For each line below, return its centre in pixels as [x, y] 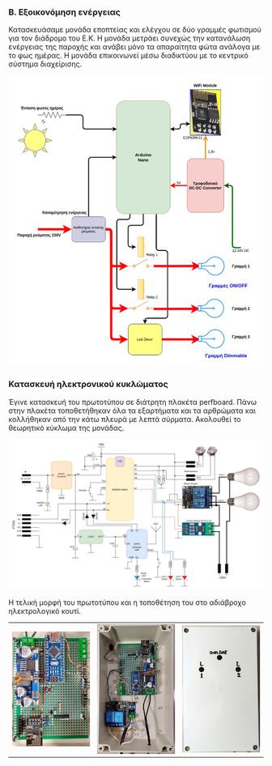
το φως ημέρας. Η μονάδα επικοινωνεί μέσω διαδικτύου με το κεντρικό [128, 56]
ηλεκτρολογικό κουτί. [45, 611]
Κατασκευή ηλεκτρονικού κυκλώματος [88, 385]
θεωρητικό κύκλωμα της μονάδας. [66, 428]
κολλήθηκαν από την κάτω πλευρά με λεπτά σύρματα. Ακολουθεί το [125, 419]
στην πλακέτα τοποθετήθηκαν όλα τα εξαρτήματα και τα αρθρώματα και [132, 411]
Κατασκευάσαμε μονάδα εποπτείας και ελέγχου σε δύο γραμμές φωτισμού [135, 30]
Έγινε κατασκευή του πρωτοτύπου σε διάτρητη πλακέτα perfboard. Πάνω [133, 402]
